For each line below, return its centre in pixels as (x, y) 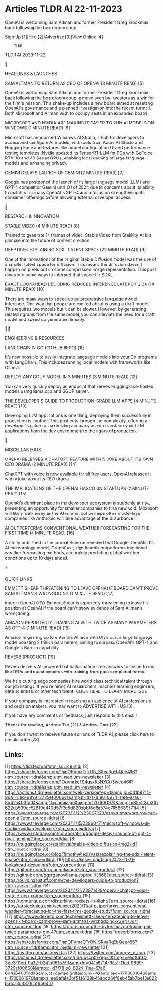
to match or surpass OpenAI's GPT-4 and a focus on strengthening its (75, 192)
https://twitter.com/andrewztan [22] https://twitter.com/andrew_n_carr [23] (80, 952)
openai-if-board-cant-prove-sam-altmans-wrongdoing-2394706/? (72, 921)
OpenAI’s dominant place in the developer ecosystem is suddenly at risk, (78, 503)
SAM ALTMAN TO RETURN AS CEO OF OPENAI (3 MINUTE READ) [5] (74, 83)
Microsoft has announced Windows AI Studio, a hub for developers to (74, 137)
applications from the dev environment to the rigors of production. (71, 431)
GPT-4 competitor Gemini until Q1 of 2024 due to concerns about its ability (80, 187)
